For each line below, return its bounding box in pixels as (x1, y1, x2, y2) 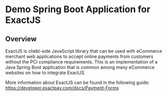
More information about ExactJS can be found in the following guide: (5, 80, 150, 85)
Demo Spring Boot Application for (5, 4, 151, 15)
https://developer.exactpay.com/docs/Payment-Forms (5, 85, 119, 91)
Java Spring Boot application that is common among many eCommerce (5, 65, 155, 70)
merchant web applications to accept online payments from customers (5, 53, 154, 59)
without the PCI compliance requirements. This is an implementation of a (5, 59, 158, 65)
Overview (5, 35, 37, 43)
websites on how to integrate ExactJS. (5, 70, 86, 76)
